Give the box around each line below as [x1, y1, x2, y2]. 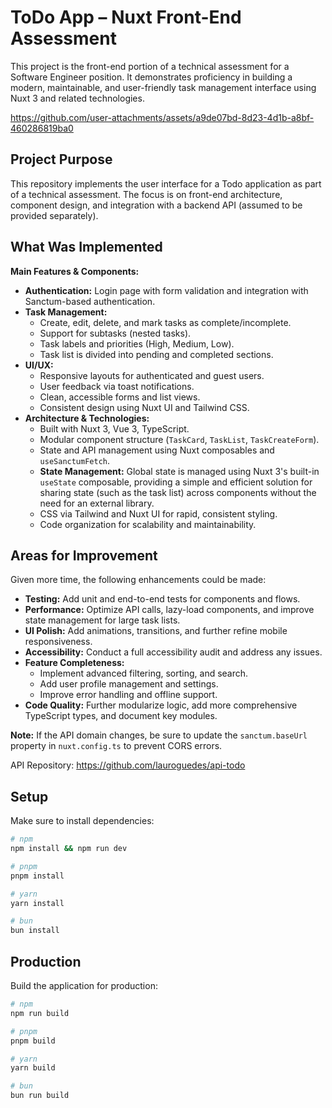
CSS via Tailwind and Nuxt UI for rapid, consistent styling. [39, 507, 278, 520]
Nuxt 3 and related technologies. [10, 92, 145, 104]
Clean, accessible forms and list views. [39, 391, 201, 403]
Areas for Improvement [10, 547, 158, 564]
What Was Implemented [10, 239, 163, 256]
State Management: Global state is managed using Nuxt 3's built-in [39, 465, 320, 477]
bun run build [10, 1091, 70, 1101]
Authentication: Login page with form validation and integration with [24, 284, 309, 296]
